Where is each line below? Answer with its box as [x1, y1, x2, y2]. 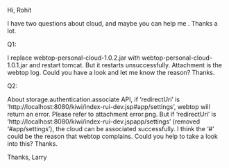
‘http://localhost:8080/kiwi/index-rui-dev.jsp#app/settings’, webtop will [7, 103, 210, 110]
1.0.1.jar [7, 61, 28, 69]
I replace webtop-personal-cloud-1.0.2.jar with [7, 53, 141, 62]
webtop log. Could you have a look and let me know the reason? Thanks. [7, 69, 215, 76]
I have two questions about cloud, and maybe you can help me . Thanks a [7, 19, 218, 27]
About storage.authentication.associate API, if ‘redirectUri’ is [7, 95, 180, 103]
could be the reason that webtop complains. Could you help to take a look [7, 132, 219, 140]
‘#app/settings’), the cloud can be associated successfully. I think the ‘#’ [7, 125, 214, 133]
